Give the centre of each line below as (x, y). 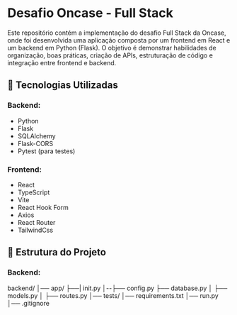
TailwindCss (35, 230)
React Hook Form (43, 207)
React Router (36, 222)
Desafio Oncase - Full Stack (90, 13)
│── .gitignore (28, 303)
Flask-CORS (35, 143)
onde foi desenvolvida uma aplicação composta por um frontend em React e (119, 40)
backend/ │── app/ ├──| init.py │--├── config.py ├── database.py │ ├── (117, 288)
